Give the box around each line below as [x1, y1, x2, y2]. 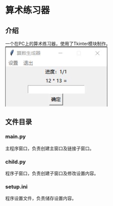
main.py [5, 133, 26, 140]
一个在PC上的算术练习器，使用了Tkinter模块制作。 [5, 41, 110, 46]
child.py [5, 158, 26, 165]
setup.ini [5, 183, 28, 190]
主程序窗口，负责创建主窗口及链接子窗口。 [5, 145, 94, 151]
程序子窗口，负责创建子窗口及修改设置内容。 [5, 170, 99, 176]
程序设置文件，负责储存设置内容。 [5, 195, 77, 201]
